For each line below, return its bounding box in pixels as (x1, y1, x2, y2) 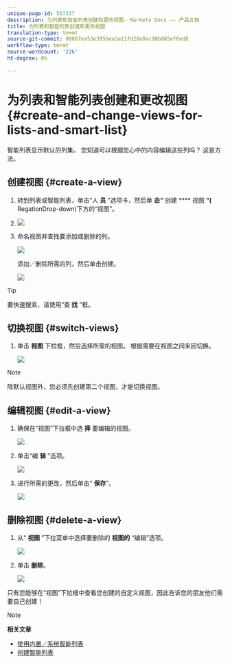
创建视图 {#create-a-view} (7, 177, 122, 188)
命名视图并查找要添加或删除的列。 (16, 232, 114, 240)
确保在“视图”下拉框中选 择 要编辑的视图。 (16, 424, 135, 433)
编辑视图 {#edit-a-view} (7, 405, 111, 416)
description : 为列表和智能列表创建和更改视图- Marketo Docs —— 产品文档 (7, 16, 200, 23)
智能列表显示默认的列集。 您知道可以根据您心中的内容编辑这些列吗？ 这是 (7, 146, 215, 154)
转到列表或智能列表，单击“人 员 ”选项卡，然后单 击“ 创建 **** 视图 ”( (16, 196, 212, 204)
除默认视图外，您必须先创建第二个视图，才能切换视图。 (7, 383, 163, 391)
